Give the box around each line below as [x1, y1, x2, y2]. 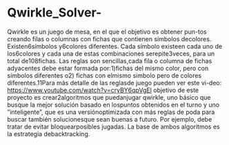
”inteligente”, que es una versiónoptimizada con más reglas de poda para [7, 108, 215, 116]
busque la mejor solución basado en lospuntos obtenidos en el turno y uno [7, 100, 219, 109]
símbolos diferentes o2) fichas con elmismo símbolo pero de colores [7, 71, 202, 80]
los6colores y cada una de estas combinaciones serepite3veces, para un [7, 49, 215, 58]
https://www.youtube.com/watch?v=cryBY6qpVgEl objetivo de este [7, 86, 199, 94]
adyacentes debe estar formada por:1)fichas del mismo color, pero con [7, 64, 209, 72]
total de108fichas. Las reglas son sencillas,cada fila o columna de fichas [7, 56, 212, 65]
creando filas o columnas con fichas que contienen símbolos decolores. [7, 34, 212, 43]
